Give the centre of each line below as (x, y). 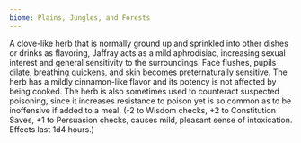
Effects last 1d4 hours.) (52, 129)
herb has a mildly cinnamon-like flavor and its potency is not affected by (143, 81)
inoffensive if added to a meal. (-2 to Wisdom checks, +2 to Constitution (143, 110)
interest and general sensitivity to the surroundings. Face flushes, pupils (143, 62)
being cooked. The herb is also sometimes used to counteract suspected (145, 91)
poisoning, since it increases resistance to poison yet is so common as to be (150, 101)
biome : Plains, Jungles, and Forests (80, 18)
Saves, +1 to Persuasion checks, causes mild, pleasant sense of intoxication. (151, 120)
